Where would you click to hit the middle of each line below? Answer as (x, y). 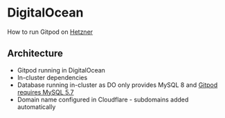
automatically (36, 107)
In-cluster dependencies (52, 77)
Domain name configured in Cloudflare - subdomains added (103, 99)
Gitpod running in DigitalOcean (61, 70)
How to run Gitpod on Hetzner (50, 32)
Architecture (35, 53)
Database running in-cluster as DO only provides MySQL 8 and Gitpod (117, 85)
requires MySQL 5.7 (45, 92)
